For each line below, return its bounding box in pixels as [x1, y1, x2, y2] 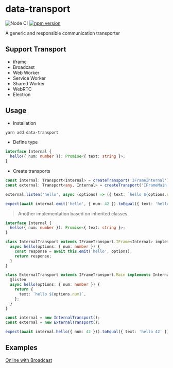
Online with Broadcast [5, 357, 53, 363]
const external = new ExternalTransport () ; [5, 320, 100, 325]
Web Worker [12, 69, 40, 76]
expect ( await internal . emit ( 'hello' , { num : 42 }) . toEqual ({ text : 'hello [5, 201, 169, 206]
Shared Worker [12, 80, 45, 86]
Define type [12, 139, 38, 145]
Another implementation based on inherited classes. [18, 210, 129, 216]
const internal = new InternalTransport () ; [5, 315, 100, 320]
